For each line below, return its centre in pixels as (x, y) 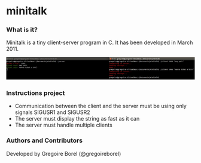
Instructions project (36, 93)
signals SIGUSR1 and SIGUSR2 (53, 112)
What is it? (22, 30)
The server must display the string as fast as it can (77, 119)
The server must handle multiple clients (63, 125)
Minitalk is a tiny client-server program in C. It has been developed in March (100, 42)
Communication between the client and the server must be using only (100, 106)
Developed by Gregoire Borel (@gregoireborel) (64, 153)
